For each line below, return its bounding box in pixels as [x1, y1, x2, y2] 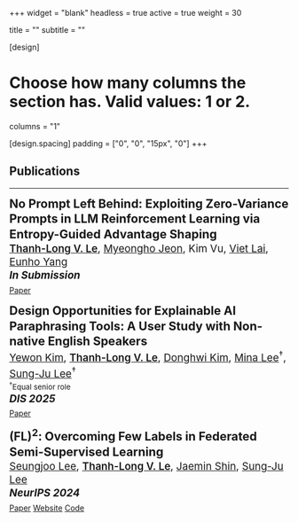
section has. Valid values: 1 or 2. [9, 92, 251, 112]
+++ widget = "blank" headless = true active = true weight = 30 [9, 8, 242, 18]
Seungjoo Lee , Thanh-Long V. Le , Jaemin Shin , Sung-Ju [9, 459, 284, 473]
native [9, 333, 46, 349]
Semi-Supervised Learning [9, 444, 164, 460]
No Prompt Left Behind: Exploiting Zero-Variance [9, 195, 289, 211]
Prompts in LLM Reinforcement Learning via [9, 211, 261, 227]
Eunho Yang [9, 255, 68, 269]
